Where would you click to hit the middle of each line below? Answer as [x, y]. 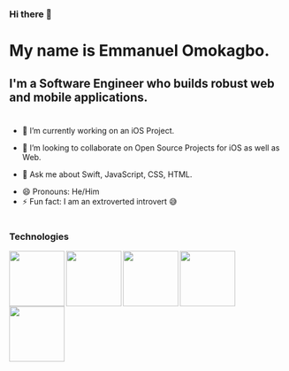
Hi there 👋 [31, 14]
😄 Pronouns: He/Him [61, 191]
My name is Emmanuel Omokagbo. [140, 51]
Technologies [39, 236]
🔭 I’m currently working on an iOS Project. [98, 130]
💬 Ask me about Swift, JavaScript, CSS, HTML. [107, 174]
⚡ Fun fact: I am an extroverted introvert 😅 [99, 201]
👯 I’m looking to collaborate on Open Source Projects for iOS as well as [151, 147]
